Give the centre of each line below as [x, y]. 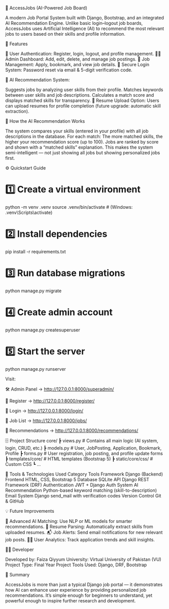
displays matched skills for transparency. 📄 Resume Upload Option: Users [82, 100]
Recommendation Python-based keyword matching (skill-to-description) [81, 490]
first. [10, 158]
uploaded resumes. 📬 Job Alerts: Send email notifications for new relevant [84, 532]
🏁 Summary [18, 574]
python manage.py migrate [33, 291]
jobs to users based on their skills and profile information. [65, 34]
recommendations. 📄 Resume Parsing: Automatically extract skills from [79, 527]
